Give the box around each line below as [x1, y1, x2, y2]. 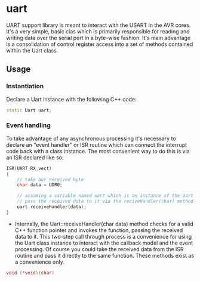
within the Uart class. [6, 47, 59, 54]
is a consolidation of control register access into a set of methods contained [6, 41, 193, 48]
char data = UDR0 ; [17, 182, 63, 188]
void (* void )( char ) [6, 270, 55, 276]
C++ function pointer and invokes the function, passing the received [14, 226, 183, 234]
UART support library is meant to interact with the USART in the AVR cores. [6, 21, 191, 29]
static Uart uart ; [6, 107, 52, 113]
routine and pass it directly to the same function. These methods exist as [14, 252, 194, 259]
